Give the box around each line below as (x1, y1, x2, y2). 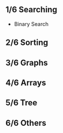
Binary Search (14, 20, 49, 27)
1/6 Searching (5, 5, 57, 15)
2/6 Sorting (5, 38, 48, 48)
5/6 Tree (5, 98, 38, 108)
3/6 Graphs (5, 57, 48, 67)
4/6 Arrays (5, 77, 47, 87)
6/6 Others (5, 118, 47, 128)
